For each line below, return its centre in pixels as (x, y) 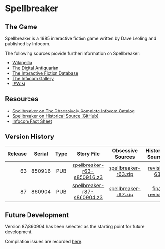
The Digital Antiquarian (35, 68)
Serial (41, 154)
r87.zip (125, 194)
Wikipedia (22, 63)
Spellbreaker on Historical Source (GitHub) (55, 116)
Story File (88, 154)
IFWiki (19, 83)
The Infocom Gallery (33, 78)
